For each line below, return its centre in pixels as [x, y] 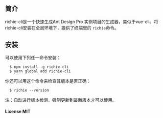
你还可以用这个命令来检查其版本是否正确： [48, 81]
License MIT [18, 112]
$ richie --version [29, 90]
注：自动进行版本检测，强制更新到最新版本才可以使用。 [61, 100]
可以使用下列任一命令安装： [33, 58]
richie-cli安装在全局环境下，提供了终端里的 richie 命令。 [62, 28]
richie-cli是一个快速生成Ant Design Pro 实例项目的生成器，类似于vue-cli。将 [81, 22]
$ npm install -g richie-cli [39, 67]
